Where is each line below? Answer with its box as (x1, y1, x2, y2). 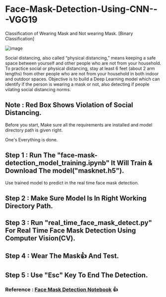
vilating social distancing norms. (5, 86, 71, 92)
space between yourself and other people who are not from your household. (5, 60, 162, 66)
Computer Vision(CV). (5, 234, 76, 242)
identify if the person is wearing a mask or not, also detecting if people (5, 81, 150, 87)
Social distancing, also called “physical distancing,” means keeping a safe (5, 55, 156, 60)
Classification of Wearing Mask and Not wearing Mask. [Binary (5, 30, 133, 36)
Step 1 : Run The (5, 151, 56, 160)
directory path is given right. (5, 127, 63, 133)
